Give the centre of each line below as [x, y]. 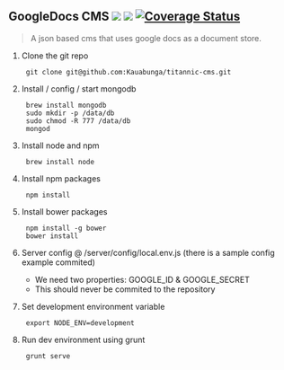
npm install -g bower [66, 228]
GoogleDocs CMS [59, 17]
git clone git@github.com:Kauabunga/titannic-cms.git [129, 72]
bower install [52, 236]
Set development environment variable [93, 306]
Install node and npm [60, 145]
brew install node [60, 162]
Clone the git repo [55, 56]
